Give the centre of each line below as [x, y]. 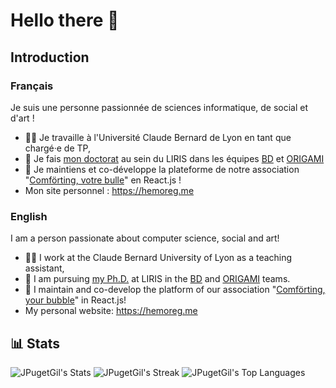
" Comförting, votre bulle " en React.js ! [103, 180]
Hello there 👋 [65, 20]
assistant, [44, 268]
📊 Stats [35, 343]
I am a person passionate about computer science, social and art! [145, 238]
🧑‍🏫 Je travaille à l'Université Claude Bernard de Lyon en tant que [158, 137]
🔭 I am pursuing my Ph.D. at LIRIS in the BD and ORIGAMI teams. [157, 279]
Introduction [50, 57]
